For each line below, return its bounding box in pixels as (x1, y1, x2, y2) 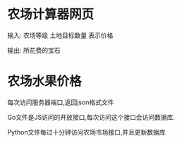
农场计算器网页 (7, 6, 95, 23)
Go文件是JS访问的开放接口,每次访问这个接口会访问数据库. (7, 113, 175, 121)
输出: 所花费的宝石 (7, 46, 61, 54)
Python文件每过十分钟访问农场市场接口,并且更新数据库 (7, 128, 166, 136)
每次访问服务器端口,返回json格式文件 (7, 98, 114, 106)
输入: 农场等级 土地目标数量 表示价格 (7, 31, 114, 39)
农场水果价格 (7, 73, 83, 89)
